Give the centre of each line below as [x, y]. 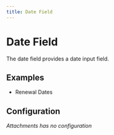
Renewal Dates [34, 92]
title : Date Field [29, 12]
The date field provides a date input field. [58, 59]
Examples [25, 77]
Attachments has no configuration [49, 126]
